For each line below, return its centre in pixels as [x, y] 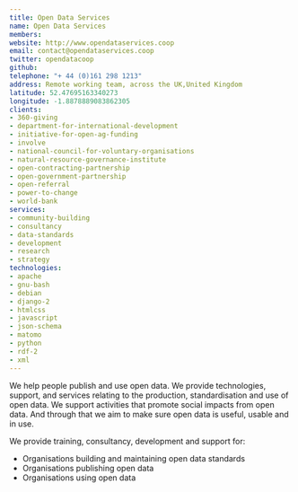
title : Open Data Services [60, 18]
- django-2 [30, 302]
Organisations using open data [79, 478]
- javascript [34, 318]
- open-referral [39, 185]
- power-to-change [44, 193]
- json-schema [36, 327]
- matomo [26, 335]
